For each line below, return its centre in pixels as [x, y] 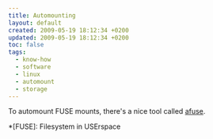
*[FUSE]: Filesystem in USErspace [65, 126]
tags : [17, 52]
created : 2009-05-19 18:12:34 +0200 [68, 30]
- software [33, 67]
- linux [28, 74]
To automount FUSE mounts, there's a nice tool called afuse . [107, 111]
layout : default [35, 23]
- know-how [33, 60]
